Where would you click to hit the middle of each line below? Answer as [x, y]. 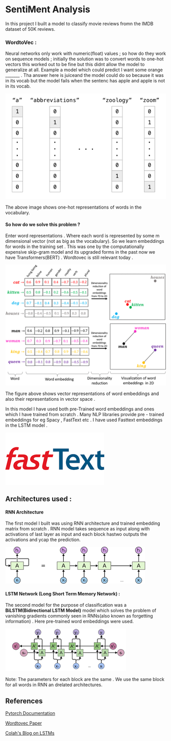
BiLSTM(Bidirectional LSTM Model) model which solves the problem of [81, 610]
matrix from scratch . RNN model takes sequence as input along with [78, 529]
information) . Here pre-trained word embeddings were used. [70, 622]
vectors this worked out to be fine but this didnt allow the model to [75, 65]
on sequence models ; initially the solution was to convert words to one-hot [84, 59]
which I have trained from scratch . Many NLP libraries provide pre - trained [85, 414]
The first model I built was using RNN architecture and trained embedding [83, 523]
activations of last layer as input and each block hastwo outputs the [76, 534]
